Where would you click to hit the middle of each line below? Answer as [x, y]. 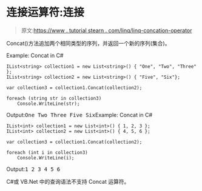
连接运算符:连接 [45, 12]
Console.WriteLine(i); [46, 158]
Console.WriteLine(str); [49, 104]
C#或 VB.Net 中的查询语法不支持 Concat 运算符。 [68, 181]
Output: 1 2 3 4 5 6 [33, 169]
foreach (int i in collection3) [47, 152]
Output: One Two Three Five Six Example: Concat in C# [79, 115]
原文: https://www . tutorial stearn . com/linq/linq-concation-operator [106, 30]
